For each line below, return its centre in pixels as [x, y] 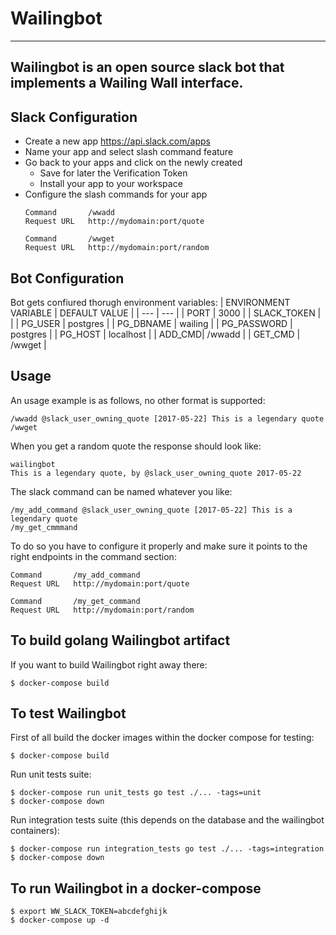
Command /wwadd [69, 213]
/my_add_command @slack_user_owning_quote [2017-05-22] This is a [151, 510]
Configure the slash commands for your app [116, 194]
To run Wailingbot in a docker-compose [136, 888]
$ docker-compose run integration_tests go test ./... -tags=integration [167, 849]
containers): [35, 831]
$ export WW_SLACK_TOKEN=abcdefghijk [89, 912]
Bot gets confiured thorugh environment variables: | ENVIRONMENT [150, 302]
